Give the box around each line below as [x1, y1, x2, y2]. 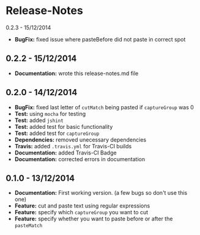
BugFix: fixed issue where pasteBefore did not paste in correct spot [14, 35, 186, 43]
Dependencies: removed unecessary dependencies [14, 136, 147, 143]
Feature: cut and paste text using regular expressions [14, 202, 150, 209]
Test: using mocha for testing [14, 110, 86, 117]
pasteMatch [14, 223, 43, 229]
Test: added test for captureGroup [14, 129, 100, 137]
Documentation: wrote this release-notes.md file [14, 70, 139, 77]
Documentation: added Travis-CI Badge [14, 149, 117, 156]
